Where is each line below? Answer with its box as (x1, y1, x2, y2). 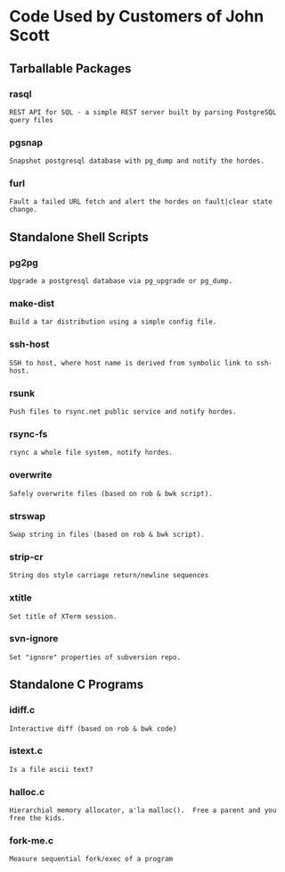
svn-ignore (9, 633, 59, 645)
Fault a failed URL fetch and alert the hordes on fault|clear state (9, 197, 273, 206)
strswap (9, 509, 46, 522)
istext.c (9, 744, 43, 757)
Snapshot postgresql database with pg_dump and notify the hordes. (9, 156, 265, 166)
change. (9, 205, 38, 214)
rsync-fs (9, 427, 48, 440)
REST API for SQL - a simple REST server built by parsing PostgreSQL (9, 107, 277, 117)
